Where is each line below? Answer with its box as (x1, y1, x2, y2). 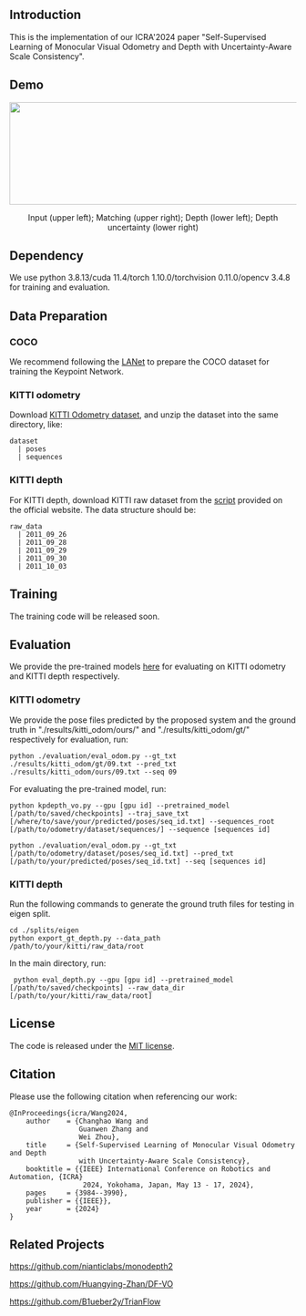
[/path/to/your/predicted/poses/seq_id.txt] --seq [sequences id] (9, 857, 267, 866)
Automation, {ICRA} (9, 1172, 84, 1181)
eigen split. (9, 908, 51, 919)
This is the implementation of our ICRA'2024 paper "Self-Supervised (9, 31, 267, 42)
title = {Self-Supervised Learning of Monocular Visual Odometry (25, 1140, 296, 1149)
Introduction (9, 7, 82, 23)
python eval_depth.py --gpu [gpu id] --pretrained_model (13, 975, 234, 984)
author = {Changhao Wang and (25, 1116, 148, 1126)
